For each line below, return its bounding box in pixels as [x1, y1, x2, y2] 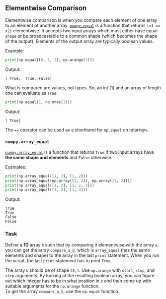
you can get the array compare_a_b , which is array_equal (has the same [5, 247, 150, 253]
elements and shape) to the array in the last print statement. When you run [5, 252, 160, 258]
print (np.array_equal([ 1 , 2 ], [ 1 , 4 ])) [5, 187, 88, 192]
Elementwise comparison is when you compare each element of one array [5, 17, 158, 23]
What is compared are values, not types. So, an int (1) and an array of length [5, 84, 161, 91]
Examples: [5, 164, 26, 170]
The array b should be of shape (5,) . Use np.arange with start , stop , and [5, 267, 155, 273]
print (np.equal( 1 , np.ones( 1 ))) [5, 99, 72, 105]
